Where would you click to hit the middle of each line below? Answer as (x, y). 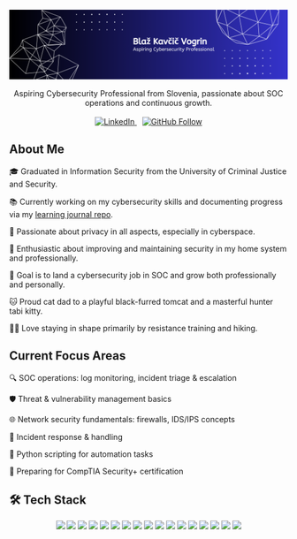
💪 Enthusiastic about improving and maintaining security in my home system (148, 248)
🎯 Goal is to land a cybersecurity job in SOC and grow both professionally (143, 275)
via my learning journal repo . (61, 214)
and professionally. (44, 258)
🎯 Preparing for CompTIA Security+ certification (96, 471)
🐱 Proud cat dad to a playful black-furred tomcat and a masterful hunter (141, 301)
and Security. (34, 184)
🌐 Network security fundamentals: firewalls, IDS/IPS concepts (122, 419)
